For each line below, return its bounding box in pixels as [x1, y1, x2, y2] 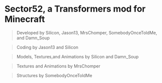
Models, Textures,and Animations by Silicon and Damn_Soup [16, 53, 139, 59]
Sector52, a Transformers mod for [4, 3, 146, 15]
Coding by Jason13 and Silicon [16, 44, 79, 50]
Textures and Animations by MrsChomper [16, 63, 101, 69]
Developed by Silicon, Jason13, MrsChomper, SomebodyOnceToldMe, [16, 30, 157, 35]
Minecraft [4, 14, 45, 25]
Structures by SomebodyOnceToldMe [16, 72, 92, 78]
